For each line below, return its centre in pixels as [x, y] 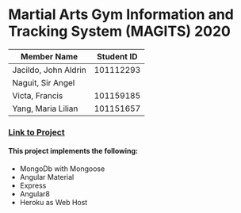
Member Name [50, 56]
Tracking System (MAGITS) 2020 [120, 31]
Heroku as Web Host [54, 203]
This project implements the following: [73, 151]
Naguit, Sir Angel [44, 82]
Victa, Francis [38, 95]
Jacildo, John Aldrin [50, 70]
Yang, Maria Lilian [45, 108]
